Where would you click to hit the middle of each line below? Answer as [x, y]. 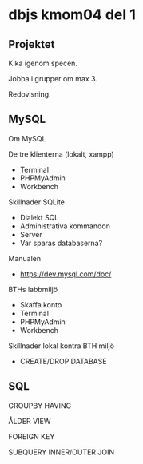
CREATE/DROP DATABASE [63, 361]
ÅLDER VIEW [30, 421]
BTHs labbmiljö [33, 289]
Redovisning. [30, 94]
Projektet [32, 44]
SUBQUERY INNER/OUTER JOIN [62, 452]
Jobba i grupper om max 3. [53, 79]
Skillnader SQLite [37, 202]
